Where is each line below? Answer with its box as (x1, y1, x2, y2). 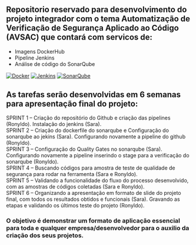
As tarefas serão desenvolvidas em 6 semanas (6, 90, 181, 100)
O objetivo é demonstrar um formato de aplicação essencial (6, 217, 181, 225)
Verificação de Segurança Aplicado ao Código (6, 23, 180, 33)
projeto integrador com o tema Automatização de (6, 14, 190, 24)
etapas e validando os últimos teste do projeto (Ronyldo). (6, 202, 145, 209)
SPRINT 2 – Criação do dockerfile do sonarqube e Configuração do (6, 127, 170, 134)
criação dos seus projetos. (6, 231, 84, 240)
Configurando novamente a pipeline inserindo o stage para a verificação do (6, 152, 190, 159)
